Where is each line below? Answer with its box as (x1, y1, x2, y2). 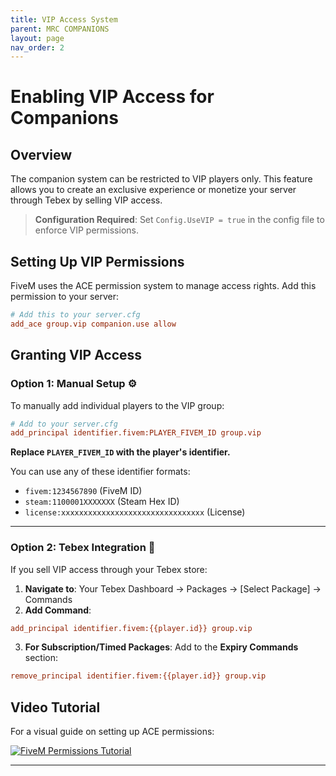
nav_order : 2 (10, 42, 65, 53)
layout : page (10, 33, 65, 43)
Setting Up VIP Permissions (10, 253, 185, 270)
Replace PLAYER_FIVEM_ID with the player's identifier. (10, 446, 231, 458)
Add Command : (24, 604, 92, 616)
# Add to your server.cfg (10, 419, 118, 429)
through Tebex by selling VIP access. (10, 194, 163, 206)
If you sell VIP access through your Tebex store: (10, 563, 208, 575)
